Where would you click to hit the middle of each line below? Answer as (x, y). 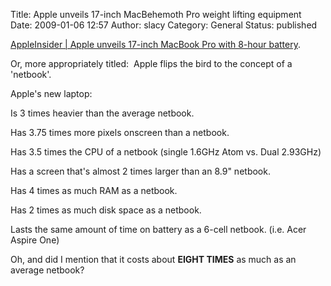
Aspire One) (35, 240)
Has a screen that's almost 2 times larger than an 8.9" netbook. (140, 171)
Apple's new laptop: (51, 93)
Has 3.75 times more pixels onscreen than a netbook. (120, 132)
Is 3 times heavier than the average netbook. (102, 113)
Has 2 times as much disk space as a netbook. (106, 210)
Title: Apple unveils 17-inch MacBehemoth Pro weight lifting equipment (156, 14)
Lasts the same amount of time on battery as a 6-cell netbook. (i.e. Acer (158, 229)
